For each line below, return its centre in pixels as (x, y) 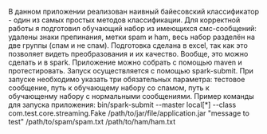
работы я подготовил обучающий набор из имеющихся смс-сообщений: (133, 28)
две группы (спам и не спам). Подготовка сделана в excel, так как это (128, 45)
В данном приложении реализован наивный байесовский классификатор (134, 12)
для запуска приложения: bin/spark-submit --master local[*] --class (122, 104)
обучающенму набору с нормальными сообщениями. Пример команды (131, 96)
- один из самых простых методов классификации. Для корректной (124, 20)
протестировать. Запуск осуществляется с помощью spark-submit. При (131, 71)
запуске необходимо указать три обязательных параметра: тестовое (127, 79)
